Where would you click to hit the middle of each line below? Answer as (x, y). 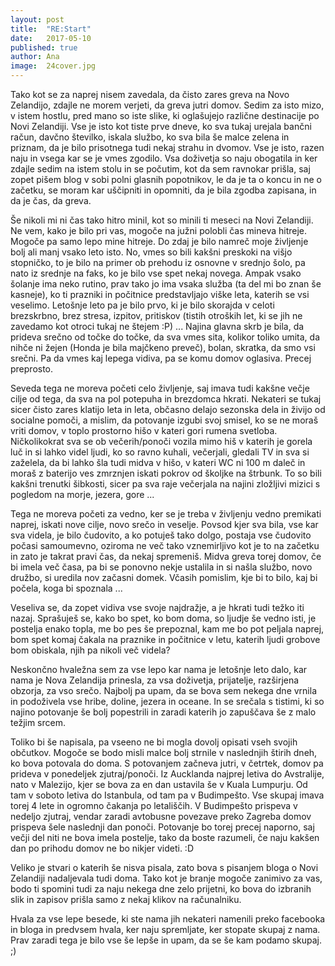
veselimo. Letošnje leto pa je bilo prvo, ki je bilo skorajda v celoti (142, 305)
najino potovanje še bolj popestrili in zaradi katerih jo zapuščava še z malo (163, 712)
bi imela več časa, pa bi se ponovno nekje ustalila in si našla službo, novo (161, 567)
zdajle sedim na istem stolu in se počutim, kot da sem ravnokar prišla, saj (160, 169)
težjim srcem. (38, 722)
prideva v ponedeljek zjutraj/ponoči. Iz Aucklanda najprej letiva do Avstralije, (167, 774)
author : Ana (35, 57)
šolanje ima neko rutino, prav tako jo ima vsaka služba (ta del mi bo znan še (166, 284)
